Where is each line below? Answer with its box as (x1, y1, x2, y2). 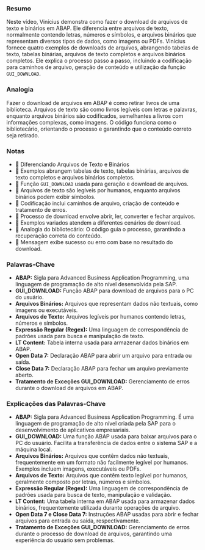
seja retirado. (6, 131, 40, 139)
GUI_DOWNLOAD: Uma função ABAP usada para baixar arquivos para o (15, 433, 197, 440)
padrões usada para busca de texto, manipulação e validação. (15, 491, 172, 499)
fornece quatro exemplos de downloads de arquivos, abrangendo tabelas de (6, 44, 199, 51)
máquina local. (15, 446, 52, 453)
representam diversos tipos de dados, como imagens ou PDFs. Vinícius (6, 38, 186, 45)
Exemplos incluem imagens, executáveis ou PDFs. (15, 465, 142, 472)
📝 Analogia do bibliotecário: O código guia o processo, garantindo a (15, 225, 186, 233)
